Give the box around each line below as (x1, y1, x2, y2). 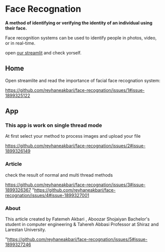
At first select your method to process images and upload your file (5, 133, 141, 139)
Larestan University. (5, 227, 46, 233)
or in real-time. (5, 40, 36, 46)
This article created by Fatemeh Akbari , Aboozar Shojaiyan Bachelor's (5, 216, 150, 222)
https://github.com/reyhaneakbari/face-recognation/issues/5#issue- (7, 237, 148, 243)
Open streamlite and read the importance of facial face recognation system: (5, 77, 161, 83)
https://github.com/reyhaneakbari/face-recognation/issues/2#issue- (5, 143, 146, 149)
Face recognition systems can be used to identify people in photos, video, (5, 34, 157, 40)
